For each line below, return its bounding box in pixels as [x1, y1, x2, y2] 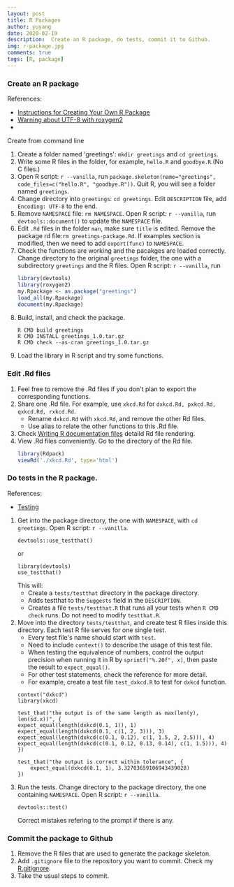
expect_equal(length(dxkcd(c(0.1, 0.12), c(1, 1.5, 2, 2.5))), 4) [17, 734, 215, 741]
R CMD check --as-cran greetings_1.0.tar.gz [17, 339, 149, 346]
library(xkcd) [17, 697, 59, 704]
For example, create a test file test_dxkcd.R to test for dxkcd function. [27, 677, 227, 686]
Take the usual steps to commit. [17, 872, 110, 880]
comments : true [7, 50, 52, 57]
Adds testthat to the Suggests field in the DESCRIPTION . [27, 596, 182, 604]
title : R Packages [7, 17, 61, 24]
